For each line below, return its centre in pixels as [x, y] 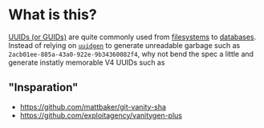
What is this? [53, 15]
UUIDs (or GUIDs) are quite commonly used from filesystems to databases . [132, 37]
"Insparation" [43, 88]
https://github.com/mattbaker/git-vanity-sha [93, 106]
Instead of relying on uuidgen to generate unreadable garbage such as [124, 45]
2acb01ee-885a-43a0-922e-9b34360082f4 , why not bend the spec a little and [131, 54]
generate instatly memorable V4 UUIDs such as [87, 62]
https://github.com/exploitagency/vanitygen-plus [101, 115]
